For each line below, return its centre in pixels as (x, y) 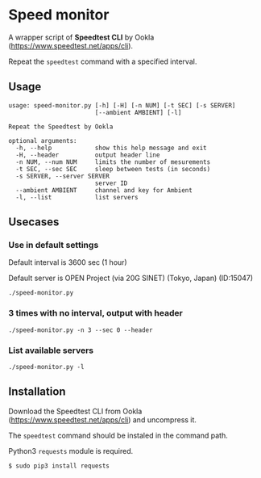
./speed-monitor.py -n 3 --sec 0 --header (81, 330)
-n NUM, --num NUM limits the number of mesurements (113, 162)
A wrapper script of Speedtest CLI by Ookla (81, 37)
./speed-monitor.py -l (46, 367)
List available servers (51, 350)
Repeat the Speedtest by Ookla (61, 127)
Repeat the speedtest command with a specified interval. (103, 61)
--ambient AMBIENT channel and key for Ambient (104, 190)
